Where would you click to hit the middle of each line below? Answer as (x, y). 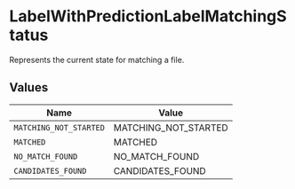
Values (29, 87)
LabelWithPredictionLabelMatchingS (148, 16)
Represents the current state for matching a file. (97, 59)
